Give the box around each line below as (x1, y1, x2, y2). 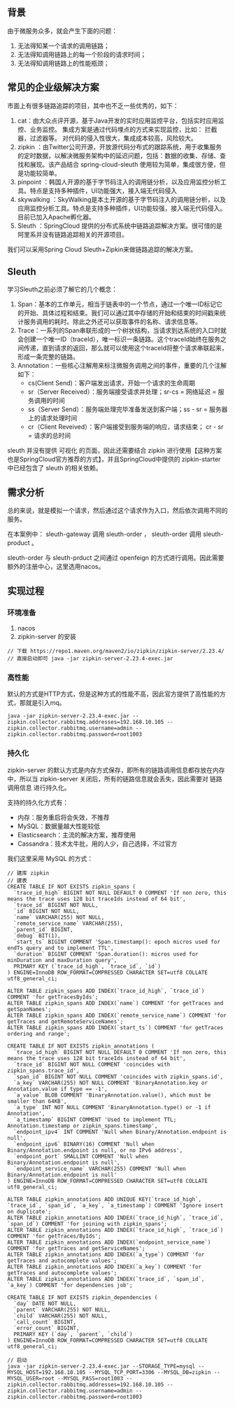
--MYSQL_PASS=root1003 (57, 1375, 124, 1382)
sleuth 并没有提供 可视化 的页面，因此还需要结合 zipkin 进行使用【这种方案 (7, 446, 222, 455)
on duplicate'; (7, 1208, 52, 1215)
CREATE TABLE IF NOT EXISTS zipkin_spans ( (7, 883, 136, 890)
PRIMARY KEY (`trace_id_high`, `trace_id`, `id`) (13, 963, 161, 970)
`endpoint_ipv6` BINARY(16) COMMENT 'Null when (13, 1141, 155, 1148)
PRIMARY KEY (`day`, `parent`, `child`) (13, 1331, 133, 1338)
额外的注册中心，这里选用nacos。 (7, 563, 105, 571)
